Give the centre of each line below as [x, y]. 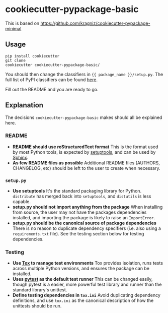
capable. [22, 202]
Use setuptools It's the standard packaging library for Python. [77, 191]
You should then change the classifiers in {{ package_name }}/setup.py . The [84, 74]
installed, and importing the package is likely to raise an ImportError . [84, 218]
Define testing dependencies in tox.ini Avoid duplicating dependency [87, 295]
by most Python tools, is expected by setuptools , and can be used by [84, 152]
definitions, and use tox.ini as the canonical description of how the [83, 300]
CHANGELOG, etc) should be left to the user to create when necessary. [86, 168]
